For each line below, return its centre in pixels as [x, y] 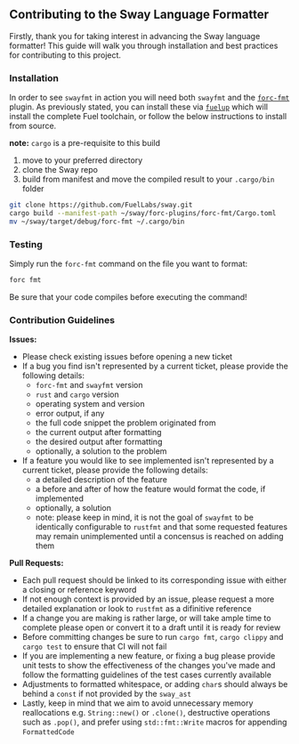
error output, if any [70, 414]
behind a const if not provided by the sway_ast [106, 694]
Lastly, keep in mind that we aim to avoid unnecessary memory [137, 703]
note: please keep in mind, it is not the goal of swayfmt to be [144, 518]
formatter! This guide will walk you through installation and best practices [144, 45]
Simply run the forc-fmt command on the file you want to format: [129, 264]
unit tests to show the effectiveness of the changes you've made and [149, 666]
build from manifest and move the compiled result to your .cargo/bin [148, 179]
